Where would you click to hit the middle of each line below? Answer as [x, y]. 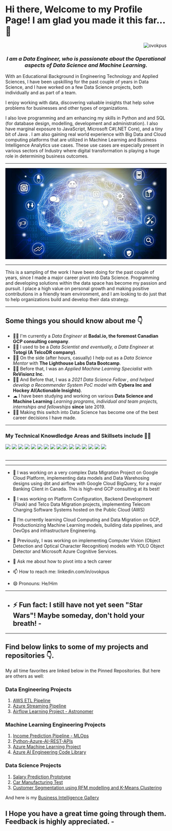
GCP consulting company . [41, 341]
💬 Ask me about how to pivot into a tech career [62, 561]
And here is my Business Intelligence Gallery [52, 797]
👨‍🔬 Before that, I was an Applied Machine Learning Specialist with [82, 368]
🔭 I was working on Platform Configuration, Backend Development [82, 499]
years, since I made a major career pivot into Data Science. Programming [82, 278]
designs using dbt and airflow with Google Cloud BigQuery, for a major [87, 484]
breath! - [27, 624]
